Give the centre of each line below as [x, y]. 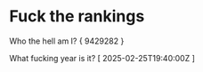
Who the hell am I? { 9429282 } [67, 41]
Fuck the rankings [77, 16]
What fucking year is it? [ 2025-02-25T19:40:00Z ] [102, 58]
